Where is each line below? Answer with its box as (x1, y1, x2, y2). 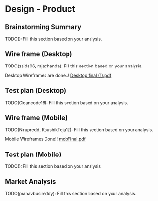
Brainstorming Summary (5, 23, 82, 31)
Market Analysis (5, 178, 56, 186)
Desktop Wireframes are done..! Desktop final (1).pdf (5, 72, 112, 78)
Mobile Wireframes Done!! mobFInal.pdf (5, 136, 86, 142)
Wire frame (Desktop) (5, 50, 72, 58)
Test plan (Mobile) (5, 150, 62, 158)
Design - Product (5, 3, 76, 15)
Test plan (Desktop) (5, 87, 67, 95)
